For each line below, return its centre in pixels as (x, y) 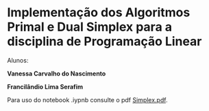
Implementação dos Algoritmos (99, 13)
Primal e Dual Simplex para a (90, 27)
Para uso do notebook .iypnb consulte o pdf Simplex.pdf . (87, 99)
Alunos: (18, 60)
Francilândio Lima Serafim (45, 86)
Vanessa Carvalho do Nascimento (57, 74)
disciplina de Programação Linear (104, 42)
